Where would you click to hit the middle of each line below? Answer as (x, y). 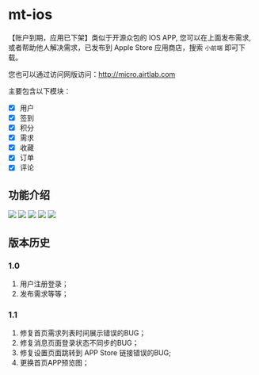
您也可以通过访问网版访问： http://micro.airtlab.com (92, 74)
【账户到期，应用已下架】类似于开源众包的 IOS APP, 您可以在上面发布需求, (130, 37)
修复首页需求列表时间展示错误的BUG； (83, 333)
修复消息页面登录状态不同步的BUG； (79, 343)
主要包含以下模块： (40, 91)
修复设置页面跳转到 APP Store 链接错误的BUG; (95, 353)
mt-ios (30, 15)
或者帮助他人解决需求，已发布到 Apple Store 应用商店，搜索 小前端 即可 (124, 47)
